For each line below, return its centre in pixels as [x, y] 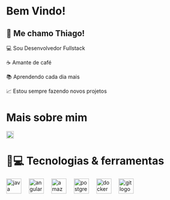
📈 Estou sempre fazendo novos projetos [56, 91]
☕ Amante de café [29, 62]
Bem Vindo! [36, 11]
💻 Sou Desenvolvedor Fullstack [46, 48]
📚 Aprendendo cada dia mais [43, 77]
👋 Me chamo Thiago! [46, 33]
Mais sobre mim [47, 118]
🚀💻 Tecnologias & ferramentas [85, 161]
